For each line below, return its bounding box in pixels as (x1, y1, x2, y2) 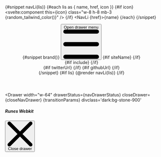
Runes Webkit (5, 108, 34, 114)
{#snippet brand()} (22, 54, 60, 60)
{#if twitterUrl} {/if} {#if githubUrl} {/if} (43, 65, 120, 70)
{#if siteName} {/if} (102, 54, 141, 60)
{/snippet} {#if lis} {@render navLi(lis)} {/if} (38, 70, 125, 76)
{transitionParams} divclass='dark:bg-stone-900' (43, 97, 142, 103)
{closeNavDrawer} (5, 97, 42, 103)
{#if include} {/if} (64, 60, 98, 65)
